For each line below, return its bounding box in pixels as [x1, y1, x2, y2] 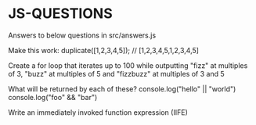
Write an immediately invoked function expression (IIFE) [8, 107, 188, 117]
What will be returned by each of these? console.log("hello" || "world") [8, 84, 236, 94]
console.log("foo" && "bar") [8, 92, 98, 102]
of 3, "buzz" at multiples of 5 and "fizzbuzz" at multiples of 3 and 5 [8, 69, 225, 78]
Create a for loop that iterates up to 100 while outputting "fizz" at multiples [8, 60, 248, 70]
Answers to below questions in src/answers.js [8, 30, 157, 40]
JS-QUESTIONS [8, 5, 113, 23]
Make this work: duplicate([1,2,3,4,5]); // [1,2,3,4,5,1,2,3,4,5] [8, 45, 200, 55]
